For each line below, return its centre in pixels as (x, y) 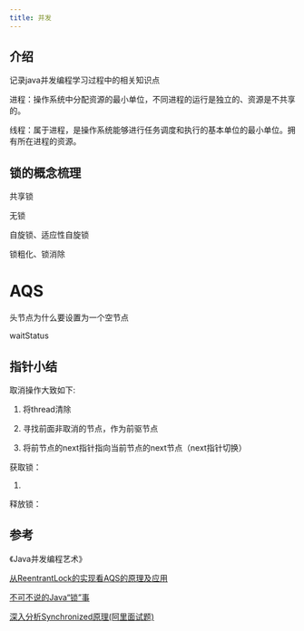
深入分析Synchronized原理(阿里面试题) (82, 616)
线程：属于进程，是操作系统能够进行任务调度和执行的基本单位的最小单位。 (148, 130)
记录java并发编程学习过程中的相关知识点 (85, 80)
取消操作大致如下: (43, 390)
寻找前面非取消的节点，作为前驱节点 (90, 428)
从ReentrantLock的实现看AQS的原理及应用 (88, 578)
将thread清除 (47, 409)
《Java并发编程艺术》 (48, 558)
